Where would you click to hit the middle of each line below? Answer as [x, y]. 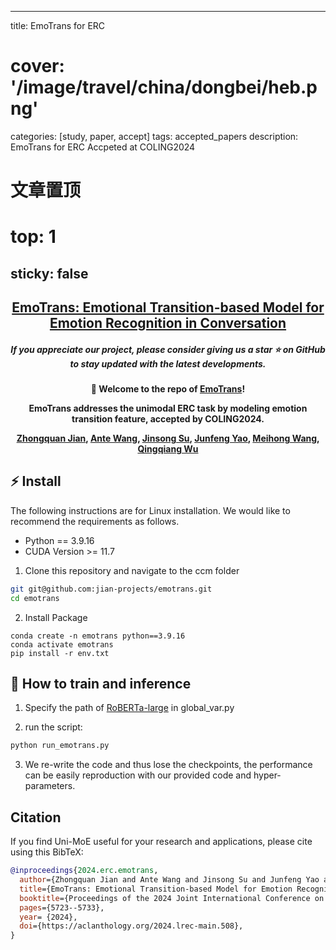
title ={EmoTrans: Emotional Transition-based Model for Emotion [156, 889]
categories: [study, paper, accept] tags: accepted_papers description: [154, 136]
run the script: [53, 727]
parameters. [50, 786]
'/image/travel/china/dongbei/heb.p [164, 87]
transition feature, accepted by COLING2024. [168, 419]
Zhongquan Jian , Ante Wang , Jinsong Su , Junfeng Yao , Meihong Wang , [168, 438]
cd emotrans [35, 598]
